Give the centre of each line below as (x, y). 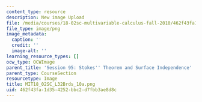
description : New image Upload (45, 17)
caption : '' (27, 40)
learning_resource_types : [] (43, 56)
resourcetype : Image (32, 79)
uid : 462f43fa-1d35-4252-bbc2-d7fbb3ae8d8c (62, 90)
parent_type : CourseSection (41, 73)
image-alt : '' (29, 51)
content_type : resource (36, 12)
